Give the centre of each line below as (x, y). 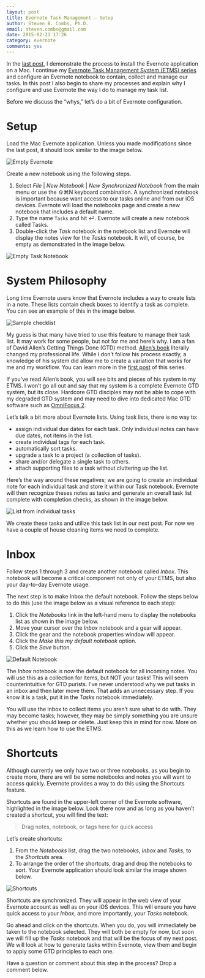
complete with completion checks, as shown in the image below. (88, 499)
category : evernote (31, 40)
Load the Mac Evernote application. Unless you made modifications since (99, 143)
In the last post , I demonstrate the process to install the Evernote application (102, 63)
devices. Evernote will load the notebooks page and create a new (98, 205)
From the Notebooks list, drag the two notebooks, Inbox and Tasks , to (103, 850)
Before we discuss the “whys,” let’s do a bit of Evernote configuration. (95, 101)
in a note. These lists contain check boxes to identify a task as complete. (98, 304)
